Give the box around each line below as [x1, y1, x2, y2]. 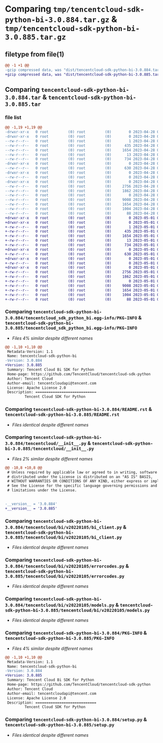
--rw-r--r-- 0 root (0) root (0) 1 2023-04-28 [5, 139, 155, 143]
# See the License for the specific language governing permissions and [7, 483, 158, 488]
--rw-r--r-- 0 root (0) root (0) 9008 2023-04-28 [5, 197, 155, 202]
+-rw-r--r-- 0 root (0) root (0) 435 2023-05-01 [5, 229, 155, 234]
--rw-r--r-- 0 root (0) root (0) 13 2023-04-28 [5, 152, 155, 157]
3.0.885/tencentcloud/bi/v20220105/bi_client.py [5, 534, 122, 540]
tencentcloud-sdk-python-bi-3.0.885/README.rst [5, 412, 120, 418]
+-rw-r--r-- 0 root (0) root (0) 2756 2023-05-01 [5, 270, 155, 275]
